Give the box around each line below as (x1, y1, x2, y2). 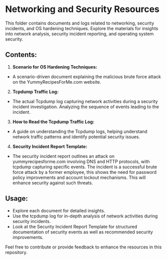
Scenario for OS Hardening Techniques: (12, 64, 97, 70)
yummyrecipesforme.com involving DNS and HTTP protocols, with (12, 158, 150, 164)
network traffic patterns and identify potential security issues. (12, 134, 140, 140)
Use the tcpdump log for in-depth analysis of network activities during (12, 213, 158, 219)
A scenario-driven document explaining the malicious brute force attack (12, 74, 161, 80)
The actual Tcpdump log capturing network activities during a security (12, 98, 158, 104)
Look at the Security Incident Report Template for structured (12, 223, 137, 229)
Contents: (5, 51, 37, 59)
